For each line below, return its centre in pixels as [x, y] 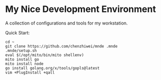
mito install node [24, 63]
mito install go [22, 59]
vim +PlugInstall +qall [30, 72]
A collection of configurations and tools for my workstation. [66, 23]
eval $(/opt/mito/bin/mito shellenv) [45, 55]
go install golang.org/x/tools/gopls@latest [52, 68]
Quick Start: [18, 32]
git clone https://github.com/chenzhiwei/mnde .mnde [61, 46]
